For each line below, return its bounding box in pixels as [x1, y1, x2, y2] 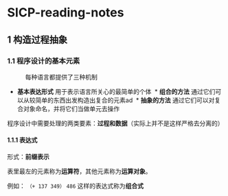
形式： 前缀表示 [7, 153, 49, 161]
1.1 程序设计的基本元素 [7, 56, 80, 66]
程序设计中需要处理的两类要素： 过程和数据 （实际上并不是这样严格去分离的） [7, 119, 224, 127]
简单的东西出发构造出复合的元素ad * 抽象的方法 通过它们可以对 [35, 96, 215, 104]
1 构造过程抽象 [7, 34, 68, 45]
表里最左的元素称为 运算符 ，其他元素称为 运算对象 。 [7, 167, 152, 175]
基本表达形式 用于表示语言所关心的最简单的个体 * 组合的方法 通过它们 [16, 87, 216, 95]
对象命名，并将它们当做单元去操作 [23, 104, 120, 112]
